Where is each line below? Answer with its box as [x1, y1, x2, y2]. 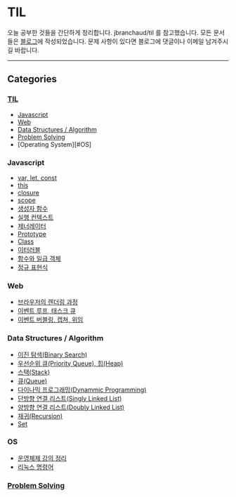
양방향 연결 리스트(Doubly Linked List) [17, 403, 125, 411]
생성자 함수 [17, 204, 48, 213]
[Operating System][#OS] [17, 140, 92, 148]
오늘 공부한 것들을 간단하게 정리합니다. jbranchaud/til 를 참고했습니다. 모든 [7, 28, 212, 37]
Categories [7, 73, 58, 85]
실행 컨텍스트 [17, 213, 54, 221]
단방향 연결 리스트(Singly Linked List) [17, 394, 122, 402]
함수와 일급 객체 [17, 254, 61, 263]
